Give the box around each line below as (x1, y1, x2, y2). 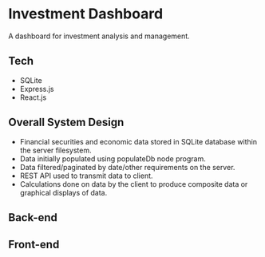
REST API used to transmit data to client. (19, 171, 153, 180)
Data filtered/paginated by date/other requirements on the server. (19, 162, 235, 172)
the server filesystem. (19, 145, 92, 155)
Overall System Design (8, 116, 125, 129)
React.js (19, 93, 47, 102)
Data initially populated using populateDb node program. (19, 153, 206, 164)
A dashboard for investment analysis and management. (8, 31, 190, 41)
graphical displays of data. (19, 188, 108, 197)
